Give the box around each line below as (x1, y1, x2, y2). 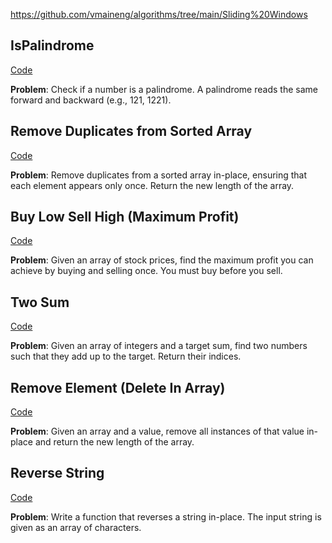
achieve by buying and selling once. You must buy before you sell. (10, 265, 283, 277)
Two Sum (10, 294, 70, 311)
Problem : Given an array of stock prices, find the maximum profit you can (10, 254, 314, 266)
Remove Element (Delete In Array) (10, 379, 226, 396)
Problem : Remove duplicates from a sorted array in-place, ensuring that (10, 169, 308, 181)
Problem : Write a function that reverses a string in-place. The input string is (10, 510, 322, 523)
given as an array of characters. (10, 521, 142, 533)
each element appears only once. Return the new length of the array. (10, 179, 295, 191)
